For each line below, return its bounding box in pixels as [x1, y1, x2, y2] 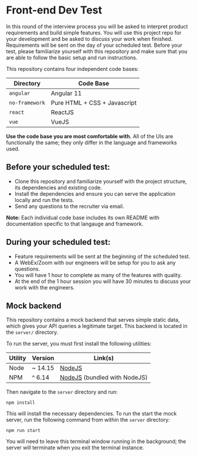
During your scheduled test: [6, 237, 111, 247]
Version [32, 354, 55, 362]
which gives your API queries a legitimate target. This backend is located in [6, 323, 188, 330]
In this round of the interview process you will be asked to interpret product [6, 23, 188, 30]
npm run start [6, 428, 41, 434]
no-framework [9, 99, 46, 106]
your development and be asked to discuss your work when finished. [6, 35, 173, 42]
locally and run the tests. [14, 196, 74, 203]
